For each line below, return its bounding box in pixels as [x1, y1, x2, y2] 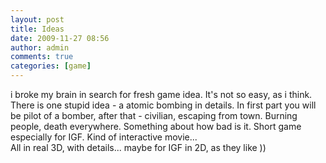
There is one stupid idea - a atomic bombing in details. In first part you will [10, 99, 317, 111]
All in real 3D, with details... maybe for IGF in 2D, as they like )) [10, 142, 267, 153]
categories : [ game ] [10, 61, 92, 71]
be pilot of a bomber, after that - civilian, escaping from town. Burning [10, 110, 298, 121]
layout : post [10, 14, 65, 25]
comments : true [10, 52, 74, 62]
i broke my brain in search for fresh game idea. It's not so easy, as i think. [10, 89, 313, 100]
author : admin [10, 42, 70, 53]
